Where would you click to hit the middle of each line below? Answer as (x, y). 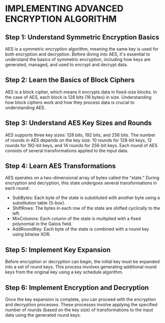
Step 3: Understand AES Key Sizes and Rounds (78, 123)
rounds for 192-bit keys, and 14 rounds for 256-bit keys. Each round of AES (81, 145)
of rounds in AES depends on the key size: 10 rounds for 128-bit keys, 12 (78, 140)
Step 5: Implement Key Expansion (58, 250)
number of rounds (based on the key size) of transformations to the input (79, 310)
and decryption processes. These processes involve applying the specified (81, 305)
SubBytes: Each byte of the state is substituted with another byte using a (86, 198)
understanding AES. (25, 107)
